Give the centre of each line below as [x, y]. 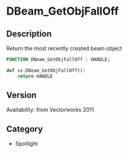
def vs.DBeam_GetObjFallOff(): [46, 70]
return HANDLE [35, 76]
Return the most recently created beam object [64, 48]
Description [29, 34]
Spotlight [27, 144]
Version [21, 95]
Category [25, 129]
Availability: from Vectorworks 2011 [50, 110]
